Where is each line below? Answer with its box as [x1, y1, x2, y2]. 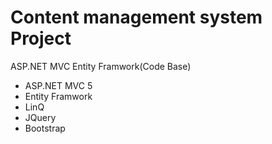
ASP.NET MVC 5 [24, 79, 93, 91]
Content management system [10, 6, 263, 29]
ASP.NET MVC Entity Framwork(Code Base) [10, 60, 192, 72]
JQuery [24, 111, 57, 123]
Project [10, 27, 72, 50]
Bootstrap [24, 122, 66, 134]
